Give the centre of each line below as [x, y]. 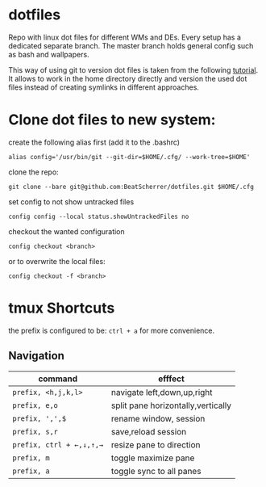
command [58, 379]
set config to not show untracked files [71, 202]
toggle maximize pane [153, 458]
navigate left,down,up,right [162, 392]
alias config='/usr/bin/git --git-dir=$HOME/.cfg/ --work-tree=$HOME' [129, 157]
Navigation [36, 356]
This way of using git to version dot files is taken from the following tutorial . [133, 69]
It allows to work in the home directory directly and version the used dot [128, 78]
